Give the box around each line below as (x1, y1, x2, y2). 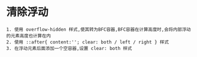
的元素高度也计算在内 (6, 33, 51, 39)
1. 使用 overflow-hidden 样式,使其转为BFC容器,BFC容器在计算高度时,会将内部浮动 (6, 26, 191, 33)
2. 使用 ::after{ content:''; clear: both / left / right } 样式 (6, 39, 169, 45)
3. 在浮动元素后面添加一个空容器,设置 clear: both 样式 (6, 45, 132, 51)
